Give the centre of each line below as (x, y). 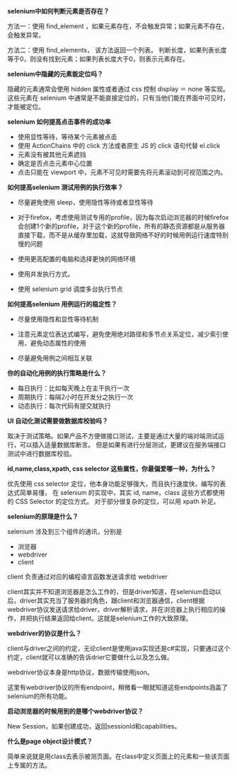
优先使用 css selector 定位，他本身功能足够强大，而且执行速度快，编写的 (114, 484)
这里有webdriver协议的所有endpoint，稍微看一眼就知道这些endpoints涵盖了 (118, 687)
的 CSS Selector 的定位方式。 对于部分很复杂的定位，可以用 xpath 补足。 (114, 501)
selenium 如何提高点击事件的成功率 (59, 122)
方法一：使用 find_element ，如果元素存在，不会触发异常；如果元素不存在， (118, 26)
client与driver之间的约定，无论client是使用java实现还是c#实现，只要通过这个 (119, 648)
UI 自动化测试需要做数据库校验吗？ (58, 421)
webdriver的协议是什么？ (45, 633)
